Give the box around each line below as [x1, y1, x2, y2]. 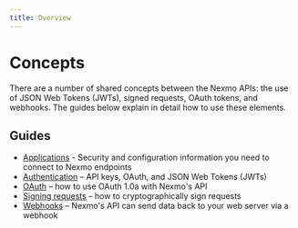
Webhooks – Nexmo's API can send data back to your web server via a [22, 201, 289, 212]
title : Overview [9, 13, 71, 23]
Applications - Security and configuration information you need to [22, 152, 271, 164]
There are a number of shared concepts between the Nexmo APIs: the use [9, 83, 289, 94]
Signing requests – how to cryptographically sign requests [22, 191, 241, 202]
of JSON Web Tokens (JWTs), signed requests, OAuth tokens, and [9, 92, 258, 103]
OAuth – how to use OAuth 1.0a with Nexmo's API [22, 181, 208, 192]
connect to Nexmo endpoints [22, 162, 132, 173]
